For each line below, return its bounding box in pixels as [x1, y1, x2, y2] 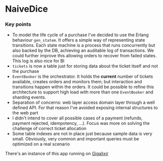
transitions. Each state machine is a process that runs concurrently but [12, 43, 156, 48]
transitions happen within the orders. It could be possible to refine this [12, 84, 154, 90]
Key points [5, 21, 31, 28]
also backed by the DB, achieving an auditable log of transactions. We [12, 47, 154, 53]
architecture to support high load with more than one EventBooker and [12, 89, 154, 95]
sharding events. [12, 94, 46, 100]
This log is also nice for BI [12, 58, 65, 64]
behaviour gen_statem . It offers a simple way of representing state [12, 37, 145, 43]
